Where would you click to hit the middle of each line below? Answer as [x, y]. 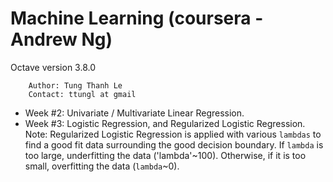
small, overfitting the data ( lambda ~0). [102, 166]
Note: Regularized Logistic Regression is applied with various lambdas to [173, 134]
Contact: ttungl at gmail [82, 94]
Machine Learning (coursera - [137, 18]
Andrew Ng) [61, 39]
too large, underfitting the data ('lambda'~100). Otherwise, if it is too [165, 155]
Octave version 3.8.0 [53, 67]
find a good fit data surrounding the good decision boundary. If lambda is [174, 144]
